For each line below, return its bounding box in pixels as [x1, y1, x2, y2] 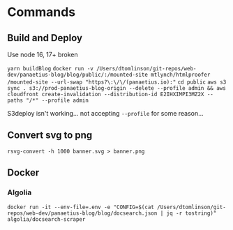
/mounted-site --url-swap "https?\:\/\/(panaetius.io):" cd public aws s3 [7, 79, 227, 86]
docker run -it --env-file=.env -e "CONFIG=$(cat [7, 204, 155, 210]
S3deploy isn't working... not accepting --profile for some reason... [7, 109, 204, 117]
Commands [7, 4, 76, 20]
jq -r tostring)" [166, 210, 217, 217]
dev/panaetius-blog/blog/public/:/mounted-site [7, 71, 149, 78]
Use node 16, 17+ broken [7, 50, 78, 59]
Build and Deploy [7, 32, 82, 44]
